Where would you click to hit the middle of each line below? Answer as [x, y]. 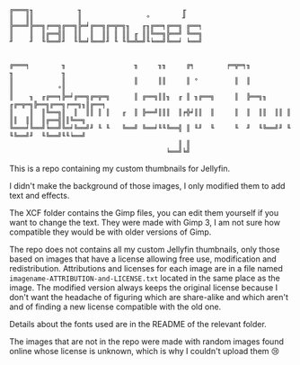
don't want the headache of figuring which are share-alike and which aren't [149, 297]
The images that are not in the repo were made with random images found [147, 342]
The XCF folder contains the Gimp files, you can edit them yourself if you [144, 213]
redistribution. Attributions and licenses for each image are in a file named [146, 268]
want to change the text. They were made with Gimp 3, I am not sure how [145, 223]
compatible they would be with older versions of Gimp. [110, 232]
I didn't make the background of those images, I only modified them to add [147, 186]
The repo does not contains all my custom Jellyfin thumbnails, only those [145, 249]
